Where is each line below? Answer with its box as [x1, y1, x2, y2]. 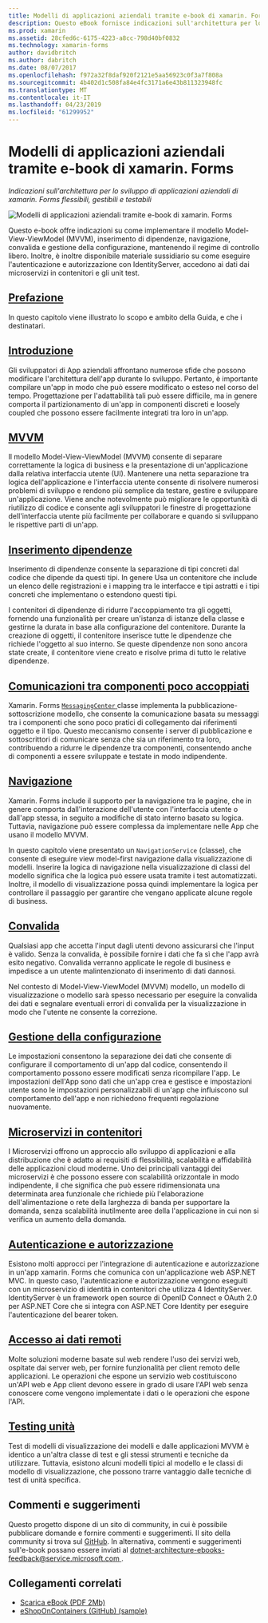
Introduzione [8, 344, 74, 358]
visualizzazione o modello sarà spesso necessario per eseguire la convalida [8, 990, 258, 1000]
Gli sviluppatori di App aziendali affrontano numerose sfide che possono [8, 365, 246, 375]
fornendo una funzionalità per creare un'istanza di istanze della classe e [8, 614, 246, 623]
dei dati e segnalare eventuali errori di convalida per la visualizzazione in [8, 998, 247, 1008]
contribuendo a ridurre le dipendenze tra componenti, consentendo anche [8, 743, 253, 752]
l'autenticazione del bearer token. [8, 1310, 119, 1319]
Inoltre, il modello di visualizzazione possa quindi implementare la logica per [8, 879, 258, 889]
